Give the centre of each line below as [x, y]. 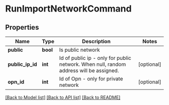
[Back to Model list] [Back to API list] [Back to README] [63, 97]
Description [96, 41]
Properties [22, 27]
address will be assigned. [89, 71]
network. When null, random [93, 64]
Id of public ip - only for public [95, 58]
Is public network [79, 50]
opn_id [16, 82]
